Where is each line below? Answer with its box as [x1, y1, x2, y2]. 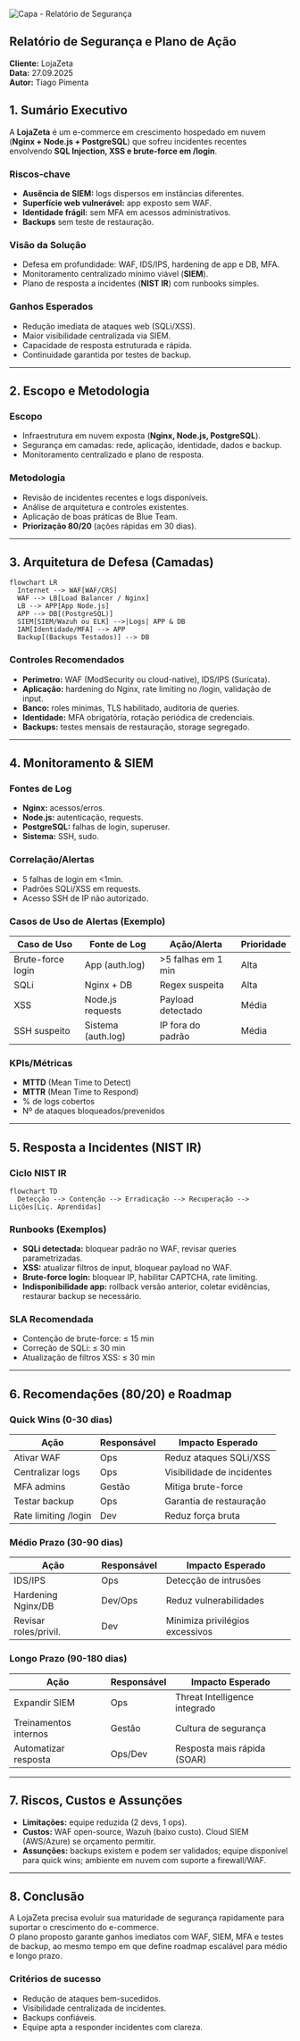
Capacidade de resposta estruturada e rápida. [21, 339, 192, 350]
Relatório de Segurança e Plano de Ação [9, 34, 237, 49]
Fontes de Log [9, 782, 72, 795]
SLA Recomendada [9, 1313, 94, 1326]
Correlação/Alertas [9, 854, 96, 866]
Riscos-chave [9, 168, 71, 180]
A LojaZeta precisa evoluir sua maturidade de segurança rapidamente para [9, 1912, 285, 1923]
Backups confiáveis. [21, 2012, 97, 2022]
